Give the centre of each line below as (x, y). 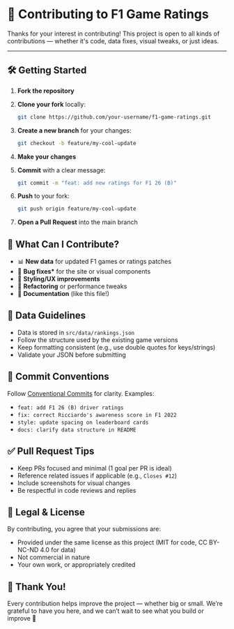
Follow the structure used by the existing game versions (97, 340)
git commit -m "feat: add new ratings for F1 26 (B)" (97, 183)
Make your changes (47, 156)
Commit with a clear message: (61, 170)
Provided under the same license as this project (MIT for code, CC (112, 542)
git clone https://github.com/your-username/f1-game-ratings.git (114, 117)
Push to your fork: (43, 196)
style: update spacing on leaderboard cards (83, 422)
